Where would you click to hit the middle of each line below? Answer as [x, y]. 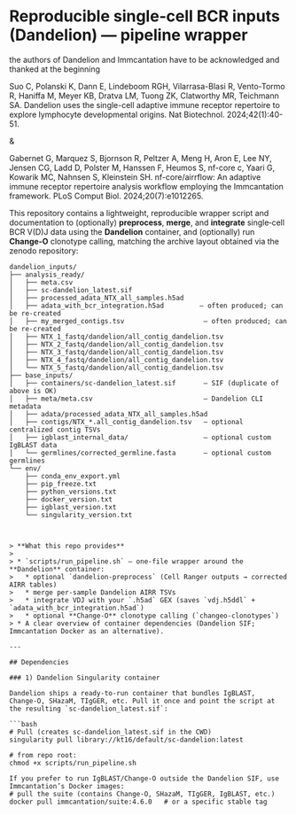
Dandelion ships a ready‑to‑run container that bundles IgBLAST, [132, 693]
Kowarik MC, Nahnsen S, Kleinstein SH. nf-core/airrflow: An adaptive [135, 177]
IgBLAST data [33, 445]
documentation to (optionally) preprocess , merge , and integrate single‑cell [147, 222]
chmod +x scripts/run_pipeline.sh [73, 763]
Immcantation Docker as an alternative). [87, 631]
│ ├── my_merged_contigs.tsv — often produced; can [148, 321]
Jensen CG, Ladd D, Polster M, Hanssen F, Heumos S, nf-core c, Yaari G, [142, 167]
